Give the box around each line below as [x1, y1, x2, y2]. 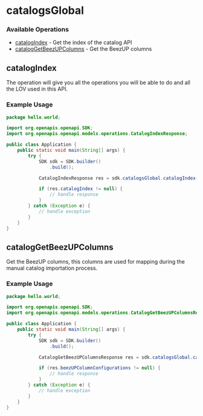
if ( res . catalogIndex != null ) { [38, 186, 123, 192]
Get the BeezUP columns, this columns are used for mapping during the [6, 258, 185, 265]
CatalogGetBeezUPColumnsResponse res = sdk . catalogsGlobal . [38, 354, 193, 360]
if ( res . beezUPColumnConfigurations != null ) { [38, 365, 161, 371]
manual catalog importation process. [6, 264, 98, 272]
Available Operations [6, 25, 69, 34]
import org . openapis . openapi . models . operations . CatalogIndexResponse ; [6, 131, 188, 137]
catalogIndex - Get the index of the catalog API [14, 39, 132, 46]
